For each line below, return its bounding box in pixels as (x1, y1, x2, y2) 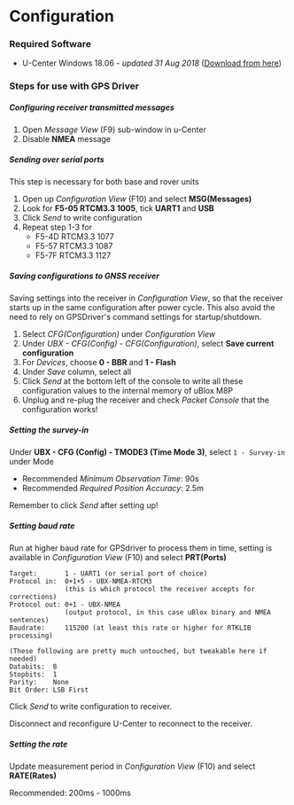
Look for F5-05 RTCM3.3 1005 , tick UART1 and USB (21, 203, 214, 214)
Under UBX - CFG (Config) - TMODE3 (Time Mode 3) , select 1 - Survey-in (9, 447, 285, 457)
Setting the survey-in (9, 424, 89, 435)
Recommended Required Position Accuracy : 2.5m (21, 483, 204, 494)
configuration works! (21, 404, 98, 415)
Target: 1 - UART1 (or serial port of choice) (9, 569, 208, 578)
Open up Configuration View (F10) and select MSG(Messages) (21, 193, 252, 205)
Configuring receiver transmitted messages (9, 102, 174, 113)
